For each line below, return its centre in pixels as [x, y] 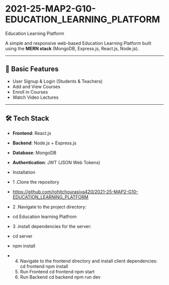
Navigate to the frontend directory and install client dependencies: [89, 261]
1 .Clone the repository [36, 182]
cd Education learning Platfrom [45, 217]
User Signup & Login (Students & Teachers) [58, 81]
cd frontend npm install [44, 266]
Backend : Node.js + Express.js [45, 143]
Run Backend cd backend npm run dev [60, 277]
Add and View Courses [36, 87]
